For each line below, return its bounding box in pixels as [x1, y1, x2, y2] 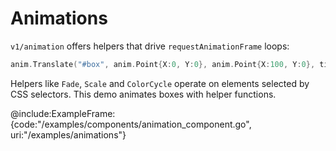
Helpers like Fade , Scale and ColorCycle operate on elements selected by [10, 77, 310, 89]
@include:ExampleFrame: [10, 107, 116, 119]
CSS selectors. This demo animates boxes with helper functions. [10, 88, 277, 100]
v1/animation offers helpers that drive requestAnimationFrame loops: [10, 40, 290, 52]
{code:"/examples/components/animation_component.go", [10, 118, 252, 130]
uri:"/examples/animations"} [10, 128, 127, 141]
